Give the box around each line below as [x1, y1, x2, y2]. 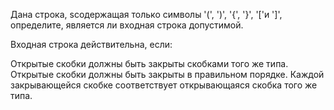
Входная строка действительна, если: [10, 39, 173, 50]
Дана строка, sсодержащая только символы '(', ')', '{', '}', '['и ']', [10, 9, 283, 20]
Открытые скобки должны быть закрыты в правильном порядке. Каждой [10, 69, 325, 80]
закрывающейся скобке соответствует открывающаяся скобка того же [10, 79, 318, 91]
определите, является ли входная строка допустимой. [10, 19, 244, 31]
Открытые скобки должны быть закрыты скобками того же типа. [10, 58, 289, 69]
